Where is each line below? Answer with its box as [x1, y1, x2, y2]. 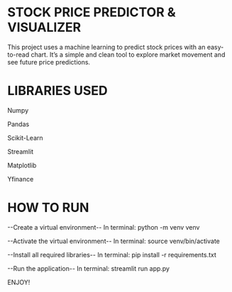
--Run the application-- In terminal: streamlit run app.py [7, 264, 170, 273]
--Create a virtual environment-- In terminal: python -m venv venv [7, 223, 200, 231]
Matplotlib [7, 161, 37, 169]
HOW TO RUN [7, 200, 89, 216]
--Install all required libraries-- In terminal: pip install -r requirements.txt [7, 250, 216, 259]
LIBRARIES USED [7, 83, 108, 99]
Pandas [7, 120, 30, 128]
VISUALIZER [7, 19, 82, 35]
